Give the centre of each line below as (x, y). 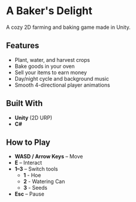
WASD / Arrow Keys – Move (49, 157)
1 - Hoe (32, 175)
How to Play (28, 142)
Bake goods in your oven (45, 66)
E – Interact (28, 163)
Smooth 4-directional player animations (62, 85)
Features (23, 46)
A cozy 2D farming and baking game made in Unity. (68, 27)
